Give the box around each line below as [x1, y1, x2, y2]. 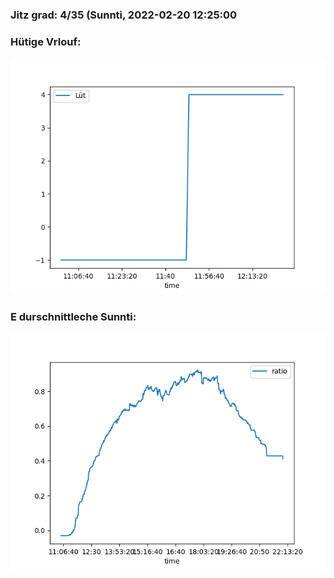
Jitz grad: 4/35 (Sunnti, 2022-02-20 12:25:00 [10, 8, 238, 22]
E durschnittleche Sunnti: [10, 310, 137, 324]
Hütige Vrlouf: [10, 34, 82, 48]
